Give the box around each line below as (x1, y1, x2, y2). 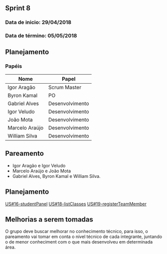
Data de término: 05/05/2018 (5, 32, 77, 39)
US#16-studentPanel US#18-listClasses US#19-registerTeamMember (5, 201, 147, 207)
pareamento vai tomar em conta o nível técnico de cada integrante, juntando (5, 234, 163, 240)
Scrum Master (48, 84, 81, 91)
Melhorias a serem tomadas (5, 215, 94, 224)
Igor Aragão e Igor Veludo (12, 162, 66, 168)
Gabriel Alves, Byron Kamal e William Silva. (12, 173, 101, 179)
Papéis (5, 62, 22, 69)
